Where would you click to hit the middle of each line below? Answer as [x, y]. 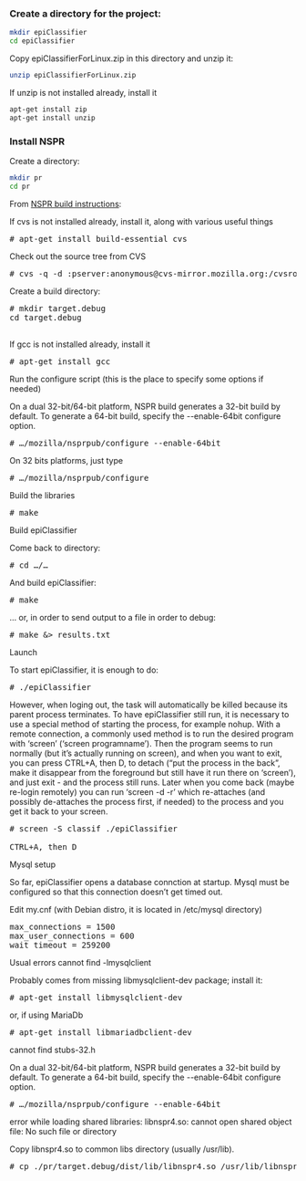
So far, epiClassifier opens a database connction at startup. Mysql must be [149, 882]
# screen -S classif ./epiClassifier [94, 828]
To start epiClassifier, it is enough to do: [84, 670]
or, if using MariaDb [46, 1015]
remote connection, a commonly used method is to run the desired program [152, 734]
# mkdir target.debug [58, 308]
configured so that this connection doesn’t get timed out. [116, 892]
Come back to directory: [55, 548]
